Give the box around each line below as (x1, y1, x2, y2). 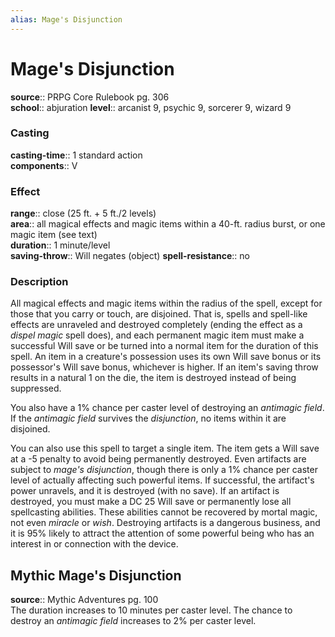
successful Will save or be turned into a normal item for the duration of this (10, 340, 319, 352)
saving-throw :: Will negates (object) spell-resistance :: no (10, 250, 250, 262)
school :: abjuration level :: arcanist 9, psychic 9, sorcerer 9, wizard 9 (10, 101, 292, 113)
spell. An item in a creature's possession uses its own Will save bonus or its (10, 351, 322, 363)
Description (10, 275, 69, 289)
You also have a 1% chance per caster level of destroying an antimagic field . (10, 402, 325, 414)
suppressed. (10, 382, 62, 395)
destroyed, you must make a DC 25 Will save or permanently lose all (10, 496, 292, 508)
